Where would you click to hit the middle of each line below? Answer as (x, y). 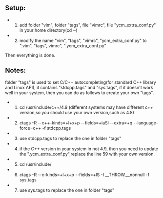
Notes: (15, 70)
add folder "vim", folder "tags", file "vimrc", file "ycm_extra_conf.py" (88, 25)
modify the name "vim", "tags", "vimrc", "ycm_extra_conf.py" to (83, 40)
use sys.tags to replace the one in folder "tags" (67, 190)
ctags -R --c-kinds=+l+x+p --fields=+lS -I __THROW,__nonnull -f (84, 175)
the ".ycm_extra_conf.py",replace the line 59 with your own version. (87, 154)
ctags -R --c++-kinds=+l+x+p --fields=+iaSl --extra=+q (76, 123)
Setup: (15, 8)
